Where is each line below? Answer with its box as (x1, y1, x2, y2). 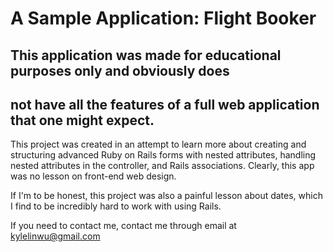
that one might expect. (10, 112, 155, 129)
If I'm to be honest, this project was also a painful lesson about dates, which (10, 190, 323, 202)
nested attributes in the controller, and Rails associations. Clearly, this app (10, 160, 315, 172)
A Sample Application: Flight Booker (10, 7, 317, 30)
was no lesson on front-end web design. (10, 170, 177, 182)
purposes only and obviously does (10, 62, 230, 79)
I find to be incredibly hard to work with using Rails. (10, 200, 222, 212)
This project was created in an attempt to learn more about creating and (10, 138, 307, 151)
